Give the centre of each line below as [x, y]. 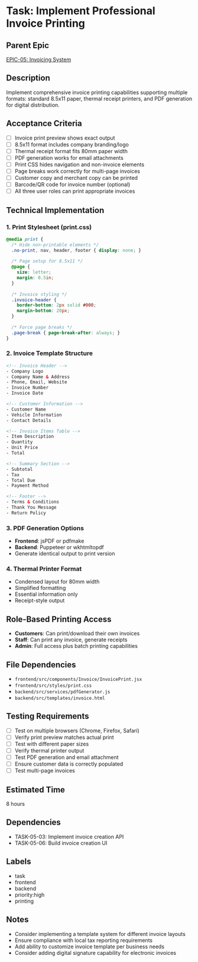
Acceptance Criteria [44, 123]
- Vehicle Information [34, 415]
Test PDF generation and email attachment [67, 757]
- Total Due [21, 480]
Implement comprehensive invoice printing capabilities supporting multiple [97, 92]
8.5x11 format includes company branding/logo [72, 144]
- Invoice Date [25, 393]
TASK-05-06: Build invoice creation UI [61, 843]
